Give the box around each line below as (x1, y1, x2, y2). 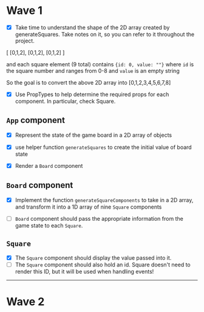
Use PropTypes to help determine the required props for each (15, 91, 169, 98)
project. (15, 37, 35, 44)
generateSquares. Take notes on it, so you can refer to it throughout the (15, 31, 195, 38)
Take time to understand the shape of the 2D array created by (15, 24, 170, 31)
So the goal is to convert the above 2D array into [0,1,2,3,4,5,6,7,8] (6, 79, 171, 86)
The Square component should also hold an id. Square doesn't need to (15, 261, 191, 268)
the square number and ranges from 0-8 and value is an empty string (6, 68, 180, 74)
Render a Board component (15, 162, 83, 169)
